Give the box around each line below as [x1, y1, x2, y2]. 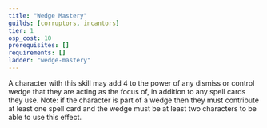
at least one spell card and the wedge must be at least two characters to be [8, 103, 257, 113]
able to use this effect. [8, 112, 82, 122]
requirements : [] [8, 49, 66, 57]
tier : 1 [8, 26, 34, 34]
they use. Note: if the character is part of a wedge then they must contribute [8, 95, 260, 105]
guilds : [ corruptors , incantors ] [8, 19, 120, 27]
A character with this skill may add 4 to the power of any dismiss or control [8, 78, 255, 88]
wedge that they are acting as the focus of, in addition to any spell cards [8, 86, 246, 96]
